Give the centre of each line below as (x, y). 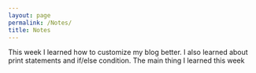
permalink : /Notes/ (40, 23)
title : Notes (30, 30)
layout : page (30, 15)
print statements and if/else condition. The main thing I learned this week (126, 60)
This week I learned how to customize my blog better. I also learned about (128, 53)
